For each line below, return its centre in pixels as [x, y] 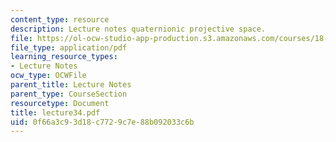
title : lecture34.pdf [55, 112]
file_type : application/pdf [69, 47]
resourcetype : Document [60, 103]
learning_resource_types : [64, 57]
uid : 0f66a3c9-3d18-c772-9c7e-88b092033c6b [102, 122]
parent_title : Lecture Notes [71, 85]
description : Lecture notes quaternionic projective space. [138, 29]
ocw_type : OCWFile [48, 76]
